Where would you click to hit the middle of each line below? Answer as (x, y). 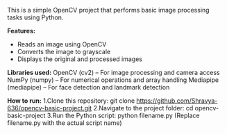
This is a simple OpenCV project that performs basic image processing (108, 10)
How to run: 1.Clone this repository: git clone (71, 101)
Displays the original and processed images (79, 59)
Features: (22, 31)
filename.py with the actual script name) (65, 123)
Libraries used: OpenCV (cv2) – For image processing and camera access (113, 73)
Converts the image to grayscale (64, 52)
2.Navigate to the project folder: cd (143, 108)
